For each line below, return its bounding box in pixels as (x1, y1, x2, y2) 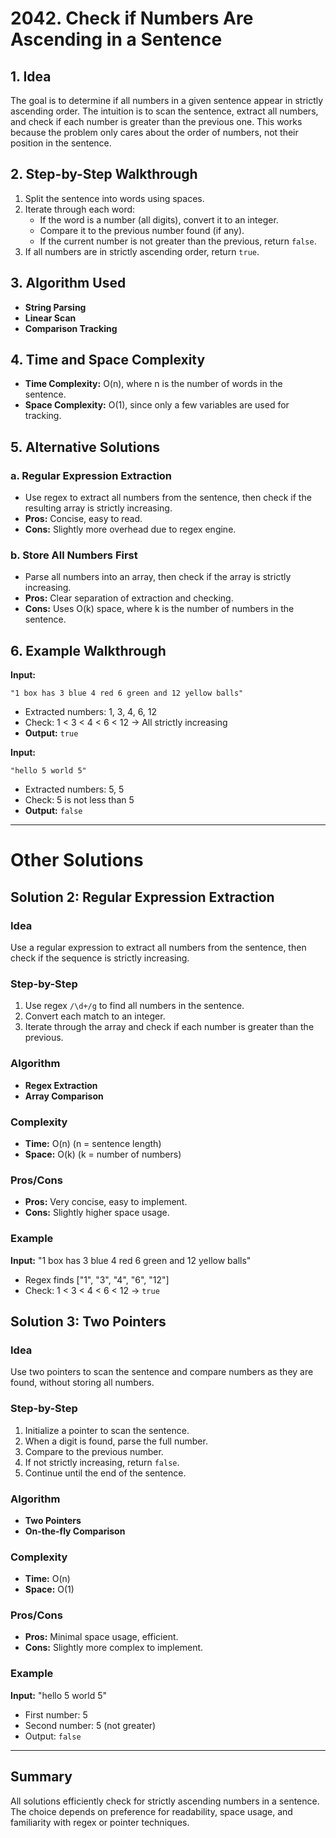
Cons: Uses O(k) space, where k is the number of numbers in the (24, 603, 295, 615)
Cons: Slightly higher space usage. (24, 1207, 170, 1219)
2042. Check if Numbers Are (10, 7, 254, 30)
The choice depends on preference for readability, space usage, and (10, 1805, 293, 1817)
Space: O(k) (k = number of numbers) (24, 1148, 182, 1160)
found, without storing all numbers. (10, 1377, 155, 1389)
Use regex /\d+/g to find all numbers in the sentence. (24, 1000, 245, 1012)
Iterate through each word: (24, 203, 136, 215)
